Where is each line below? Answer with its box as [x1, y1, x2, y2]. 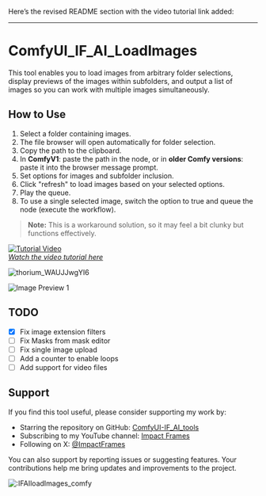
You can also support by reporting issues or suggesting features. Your [8, 455, 237, 464]
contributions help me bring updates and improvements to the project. [8, 463, 237, 472]
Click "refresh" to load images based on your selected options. [19, 179, 226, 189]
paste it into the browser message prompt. [19, 162, 158, 172]
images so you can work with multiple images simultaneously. [8, 85, 210, 94]
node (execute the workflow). [19, 204, 116, 214]
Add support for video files [19, 362, 108, 372]
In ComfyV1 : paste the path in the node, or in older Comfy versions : [19, 154, 244, 163]
